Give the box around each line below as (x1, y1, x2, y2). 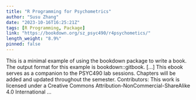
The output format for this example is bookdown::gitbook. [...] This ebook (6, 63, 183, 70)
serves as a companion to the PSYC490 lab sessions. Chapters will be (6, 70, 176, 77)
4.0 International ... (6, 88, 52, 95)
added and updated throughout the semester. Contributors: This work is (6, 75, 180, 82)
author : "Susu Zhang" (6, 14, 59, 20)
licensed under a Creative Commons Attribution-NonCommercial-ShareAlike (6, 82, 191, 89)
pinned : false (6, 42, 41, 47)
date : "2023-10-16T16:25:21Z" (6, 19, 80, 25)
